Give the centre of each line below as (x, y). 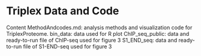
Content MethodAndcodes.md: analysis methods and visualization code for (99, 27)
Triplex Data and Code (63, 11)
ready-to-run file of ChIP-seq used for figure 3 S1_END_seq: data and (92, 40)
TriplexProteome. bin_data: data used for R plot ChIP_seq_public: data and (98, 33)
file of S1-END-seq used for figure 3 (67, 46)
